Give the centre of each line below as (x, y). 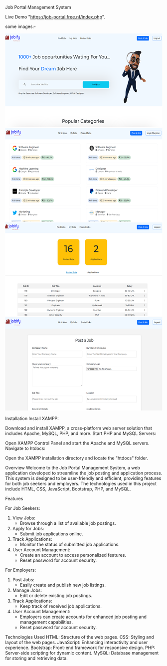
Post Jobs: (23, 580)
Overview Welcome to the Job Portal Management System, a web (73, 468)
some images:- (21, 26)
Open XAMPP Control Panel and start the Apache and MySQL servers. (77, 443)
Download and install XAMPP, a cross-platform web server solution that (79, 428)
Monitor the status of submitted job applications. (70, 544)
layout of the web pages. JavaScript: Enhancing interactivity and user (77, 642)
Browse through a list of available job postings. (68, 523)
